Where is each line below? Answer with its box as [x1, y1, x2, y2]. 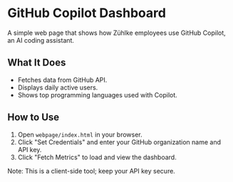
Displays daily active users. [17, 83, 98, 92]
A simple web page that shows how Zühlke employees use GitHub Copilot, [7, 28, 226, 37]
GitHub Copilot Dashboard [7, 5, 166, 21]
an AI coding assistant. [7, 36, 75, 44]
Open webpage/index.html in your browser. [17, 130, 143, 139]
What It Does [7, 57, 66, 69]
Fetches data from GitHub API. [17, 75, 108, 84]
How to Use [7, 112, 60, 124]
